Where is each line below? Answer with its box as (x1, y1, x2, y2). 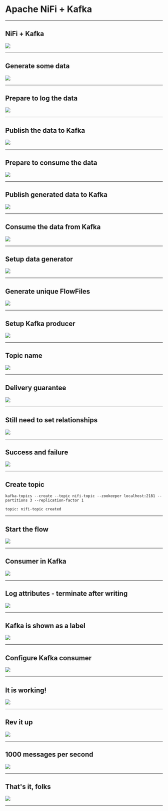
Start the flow (5, 525, 49, 533)
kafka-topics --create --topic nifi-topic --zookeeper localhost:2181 (5, 493, 155, 499)
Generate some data (5, 62, 70, 71)
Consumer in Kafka (5, 557, 66, 566)
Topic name (5, 352, 42, 360)
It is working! (5, 686, 46, 694)
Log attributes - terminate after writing (5, 590, 128, 598)
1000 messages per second (5, 750, 93, 759)
